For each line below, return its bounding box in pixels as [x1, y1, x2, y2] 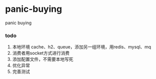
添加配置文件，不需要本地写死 [12, 56, 73, 62]
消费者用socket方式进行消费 [12, 50, 70, 56]
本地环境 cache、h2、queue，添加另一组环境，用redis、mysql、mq [12, 44, 152, 50]
